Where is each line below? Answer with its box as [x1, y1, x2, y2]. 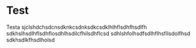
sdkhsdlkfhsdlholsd [6, 36, 55, 43]
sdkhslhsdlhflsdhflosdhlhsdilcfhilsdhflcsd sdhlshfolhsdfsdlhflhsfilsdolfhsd [6, 29, 191, 37]
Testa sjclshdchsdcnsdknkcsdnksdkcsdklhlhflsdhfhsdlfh [6, 23, 147, 31]
